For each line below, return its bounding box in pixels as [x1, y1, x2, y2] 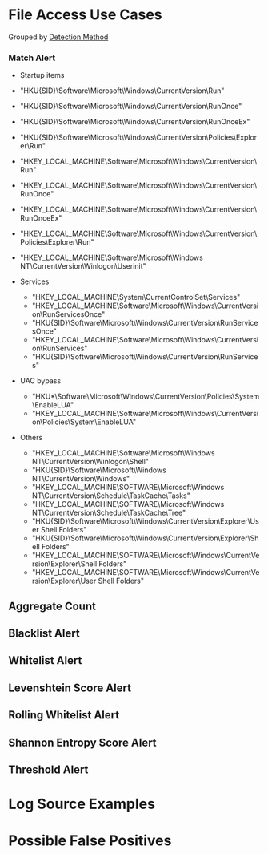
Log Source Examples [8, 795, 156, 813]
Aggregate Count [8, 599, 96, 613]
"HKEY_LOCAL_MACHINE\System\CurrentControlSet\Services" [31, 293, 241, 302]
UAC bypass [19, 376, 62, 386]
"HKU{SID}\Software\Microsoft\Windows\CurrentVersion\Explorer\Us [31, 516, 260, 526]
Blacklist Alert [8, 627, 80, 641]
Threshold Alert [8, 763, 89, 776]
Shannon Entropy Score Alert [8, 735, 158, 749]
